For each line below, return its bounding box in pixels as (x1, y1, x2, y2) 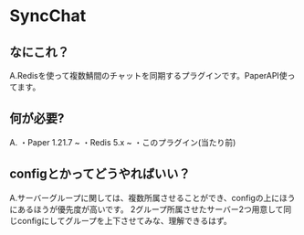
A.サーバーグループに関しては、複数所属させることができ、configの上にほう (9, 192, 296, 203)
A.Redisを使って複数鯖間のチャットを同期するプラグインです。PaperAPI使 (9, 70, 288, 80)
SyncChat (9, 5, 87, 27)
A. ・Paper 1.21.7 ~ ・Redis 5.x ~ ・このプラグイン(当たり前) (9, 136, 236, 147)
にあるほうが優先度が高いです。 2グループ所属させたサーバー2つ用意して (9, 203, 284, 215)
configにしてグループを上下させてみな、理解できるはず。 (16, 215, 232, 226)
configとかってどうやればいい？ (9, 166, 191, 182)
